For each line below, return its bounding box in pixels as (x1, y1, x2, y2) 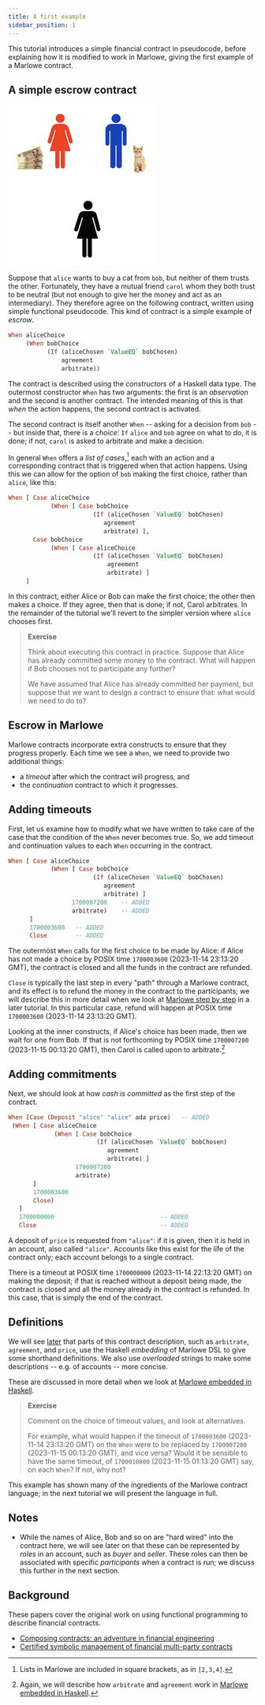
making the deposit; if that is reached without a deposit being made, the (8, 1276, 242, 1285)
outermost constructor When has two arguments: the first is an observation (8, 387, 248, 397)
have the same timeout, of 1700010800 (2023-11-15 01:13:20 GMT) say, (27, 1456, 255, 1466)
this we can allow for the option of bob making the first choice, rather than (8, 469, 248, 479)
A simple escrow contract (8, 83, 137, 96)
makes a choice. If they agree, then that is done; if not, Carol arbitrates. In (8, 599, 248, 609)
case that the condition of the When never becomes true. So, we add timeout (8, 832, 254, 841)
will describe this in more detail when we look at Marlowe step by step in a (8, 994, 250, 1005)
